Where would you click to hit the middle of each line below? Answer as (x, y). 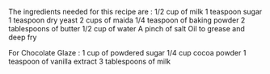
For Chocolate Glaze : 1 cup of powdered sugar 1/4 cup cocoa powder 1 (127, 53)
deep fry (23, 37)
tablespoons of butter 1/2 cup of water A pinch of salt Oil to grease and (127, 29)
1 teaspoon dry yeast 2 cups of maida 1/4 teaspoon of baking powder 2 (127, 20)
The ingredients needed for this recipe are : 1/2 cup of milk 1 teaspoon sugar (135, 12)
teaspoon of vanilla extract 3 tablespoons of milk (90, 61)
